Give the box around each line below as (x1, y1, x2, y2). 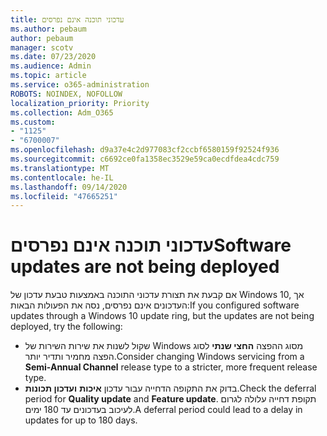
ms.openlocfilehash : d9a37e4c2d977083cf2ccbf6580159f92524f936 (10, 145, 280, 155)
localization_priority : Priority (10, 98, 150, 108)
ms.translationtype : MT (10, 163, 110, 173)
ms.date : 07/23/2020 (10, 52, 97, 62)
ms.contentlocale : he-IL (10, 172, 114, 183)
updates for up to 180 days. (24, 414, 138, 426)
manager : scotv (10, 42, 74, 53)
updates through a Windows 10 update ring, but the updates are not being (10, 310, 315, 322)
